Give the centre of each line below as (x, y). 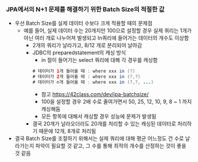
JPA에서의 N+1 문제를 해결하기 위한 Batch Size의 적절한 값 (85, 9)
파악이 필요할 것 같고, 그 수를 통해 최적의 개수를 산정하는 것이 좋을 (111, 146)
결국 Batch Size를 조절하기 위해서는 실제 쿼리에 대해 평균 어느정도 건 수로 (99, 138)
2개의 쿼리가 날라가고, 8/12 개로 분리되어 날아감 (87, 45)
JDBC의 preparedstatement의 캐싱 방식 (79, 53)
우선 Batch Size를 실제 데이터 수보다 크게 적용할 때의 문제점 (83, 23)
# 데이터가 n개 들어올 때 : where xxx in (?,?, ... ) (93, 82)
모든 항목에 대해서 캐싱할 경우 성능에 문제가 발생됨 (99, 116)
